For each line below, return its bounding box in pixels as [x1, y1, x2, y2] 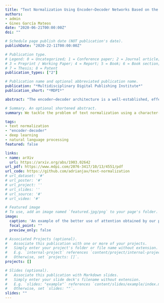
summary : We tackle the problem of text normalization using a [5, 110, 137, 115]
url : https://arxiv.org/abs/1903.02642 [9, 160, 91, 165]
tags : [5, 119, 16, 124]
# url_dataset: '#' [5, 173, 45, 178]
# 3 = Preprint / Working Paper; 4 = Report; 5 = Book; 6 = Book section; [5, 61, 161, 66]
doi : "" [5, 30, 21, 35]
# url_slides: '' [5, 187, 41, 192]
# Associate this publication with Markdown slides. [5, 272, 119, 278]
